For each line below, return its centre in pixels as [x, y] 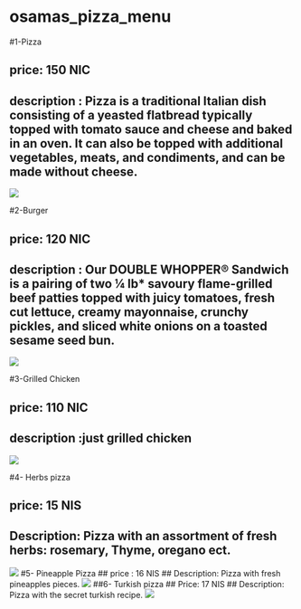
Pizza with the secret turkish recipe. [76, 595]
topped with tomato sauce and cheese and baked [151, 129]
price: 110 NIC [49, 408]
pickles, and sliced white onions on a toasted [139, 326]
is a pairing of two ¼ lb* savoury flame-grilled [141, 284]
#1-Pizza [26, 42]
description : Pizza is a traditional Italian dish [138, 101]
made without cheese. [74, 171]
